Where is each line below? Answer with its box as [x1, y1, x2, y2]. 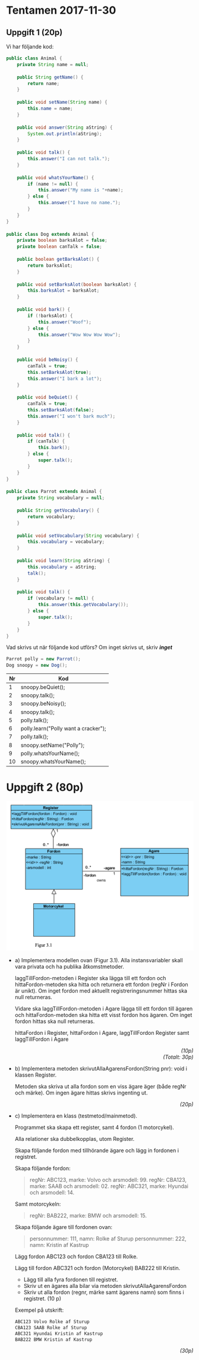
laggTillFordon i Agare [14, 1035, 69, 1043]
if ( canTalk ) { [27, 438, 65, 444]
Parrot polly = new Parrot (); [6, 656, 81, 662]
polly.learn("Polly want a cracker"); [20, 725, 106, 732]
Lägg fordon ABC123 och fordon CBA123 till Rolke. [14, 1253, 138, 1260]
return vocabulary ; [27, 513, 76, 520]
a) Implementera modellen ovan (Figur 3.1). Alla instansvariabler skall [14, 956, 183, 963]
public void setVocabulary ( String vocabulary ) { [17, 532, 140, 539]
